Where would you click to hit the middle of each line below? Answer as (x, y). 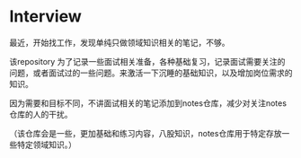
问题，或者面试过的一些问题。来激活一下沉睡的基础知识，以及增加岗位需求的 (151, 73)
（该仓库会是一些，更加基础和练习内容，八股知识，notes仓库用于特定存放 (146, 133)
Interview (46, 17)
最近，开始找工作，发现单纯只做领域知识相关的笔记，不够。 (120, 42)
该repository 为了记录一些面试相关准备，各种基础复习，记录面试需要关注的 (147, 61)
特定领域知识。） (46, 145)
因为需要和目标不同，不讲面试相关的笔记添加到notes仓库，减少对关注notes (148, 103)
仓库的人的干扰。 (41, 114)
